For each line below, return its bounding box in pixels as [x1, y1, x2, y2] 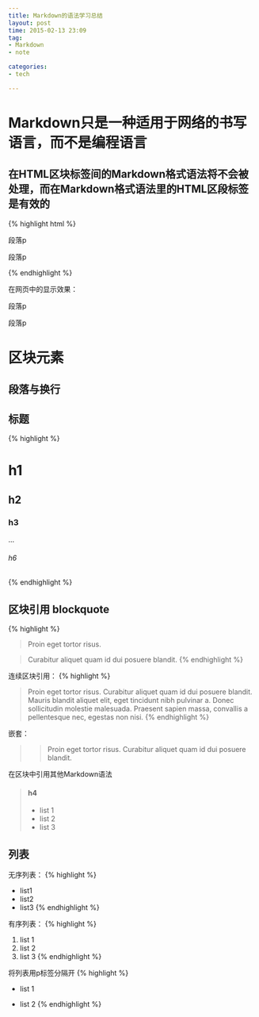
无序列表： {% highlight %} [8, 870, 97, 880]
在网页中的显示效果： [8, 284, 78, 294]
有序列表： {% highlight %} [8, 919, 97, 929]
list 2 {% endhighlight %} [19, 1000, 102, 1009]
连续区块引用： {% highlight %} [8, 671, 111, 681]
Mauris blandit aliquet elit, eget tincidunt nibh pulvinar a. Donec [27, 696, 234, 705]
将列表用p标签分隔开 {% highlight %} [8, 969, 129, 978]
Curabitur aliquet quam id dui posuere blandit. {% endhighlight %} [27, 655, 244, 665]
